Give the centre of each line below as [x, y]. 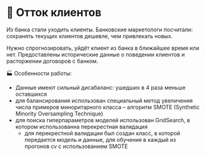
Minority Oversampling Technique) [59, 114]
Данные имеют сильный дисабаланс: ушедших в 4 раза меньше [100, 87]
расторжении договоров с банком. [52, 61]
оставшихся [31, 94]
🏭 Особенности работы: [39, 73]
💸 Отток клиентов [54, 13]
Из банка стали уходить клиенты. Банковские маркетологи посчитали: [100, 29]
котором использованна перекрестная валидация [81, 127]
